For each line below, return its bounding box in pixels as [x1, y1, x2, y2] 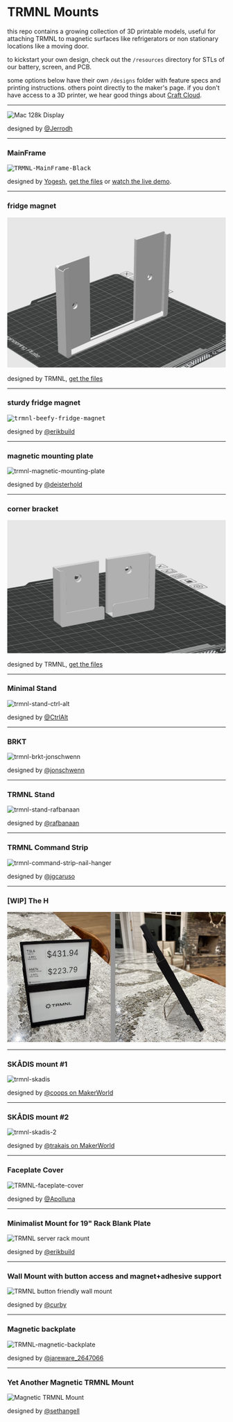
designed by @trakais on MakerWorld [7, 1142, 115, 1150]
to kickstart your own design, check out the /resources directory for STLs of [7, 55, 225, 63]
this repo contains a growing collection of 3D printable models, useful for [7, 27, 216, 35]
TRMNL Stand [7, 790, 55, 800]
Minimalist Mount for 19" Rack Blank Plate [7, 1218, 151, 1228]
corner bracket [7, 504, 59, 514]
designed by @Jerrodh [7, 124, 73, 132]
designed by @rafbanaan [7, 819, 80, 828]
